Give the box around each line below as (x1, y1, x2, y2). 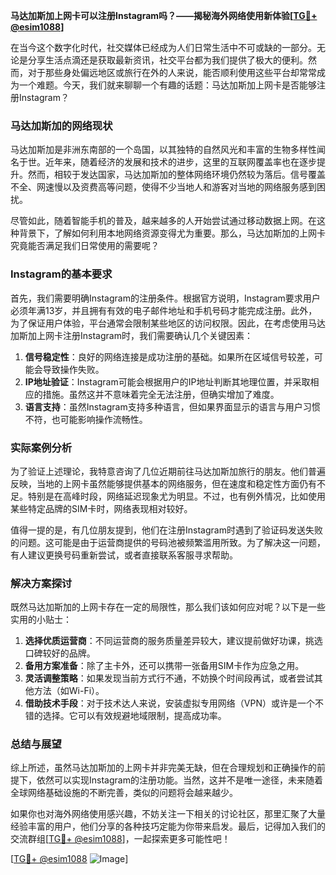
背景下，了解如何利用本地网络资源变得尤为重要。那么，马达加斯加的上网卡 (18, 227, 326, 239)
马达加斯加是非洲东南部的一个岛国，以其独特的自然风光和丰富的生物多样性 (10, 144, 317, 156)
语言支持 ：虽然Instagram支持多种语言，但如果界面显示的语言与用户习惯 (24, 400, 321, 413)
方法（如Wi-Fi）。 (33, 685, 105, 697)
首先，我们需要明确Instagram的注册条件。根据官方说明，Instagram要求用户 (10, 292, 321, 304)
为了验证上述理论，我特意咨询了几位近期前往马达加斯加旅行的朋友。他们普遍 (10, 465, 326, 477)
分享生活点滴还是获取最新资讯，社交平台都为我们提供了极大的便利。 (27, 54, 308, 66)
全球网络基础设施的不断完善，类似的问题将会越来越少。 (10, 787, 238, 799)
